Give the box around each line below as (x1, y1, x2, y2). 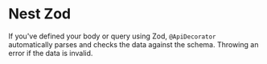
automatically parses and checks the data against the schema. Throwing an (8, 39, 259, 49)
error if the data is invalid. (8, 48, 93, 58)
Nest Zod (8, 5, 72, 23)
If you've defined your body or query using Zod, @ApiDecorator (8, 31, 216, 41)
